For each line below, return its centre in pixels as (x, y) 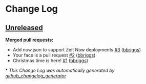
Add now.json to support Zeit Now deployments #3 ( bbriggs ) (77, 50)
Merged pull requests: (29, 40)
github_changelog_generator (36, 76)
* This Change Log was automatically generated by (60, 70)
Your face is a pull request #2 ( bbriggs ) (54, 55)
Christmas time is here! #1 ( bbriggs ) (50, 61)
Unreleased (24, 28)
